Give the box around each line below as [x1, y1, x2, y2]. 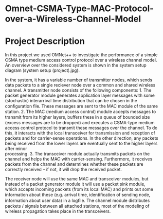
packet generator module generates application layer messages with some [5, 92, 155, 98]
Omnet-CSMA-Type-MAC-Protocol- [5, 3, 154, 14]
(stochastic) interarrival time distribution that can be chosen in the [5, 98, 138, 104]
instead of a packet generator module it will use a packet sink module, [5, 181, 145, 187]
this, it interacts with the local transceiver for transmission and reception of [5, 130, 156, 136]
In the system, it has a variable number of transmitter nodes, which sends [5, 77, 152, 83]
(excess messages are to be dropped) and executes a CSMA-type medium [5, 120, 155, 126]
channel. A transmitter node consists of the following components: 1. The [5, 88, 152, 93]
